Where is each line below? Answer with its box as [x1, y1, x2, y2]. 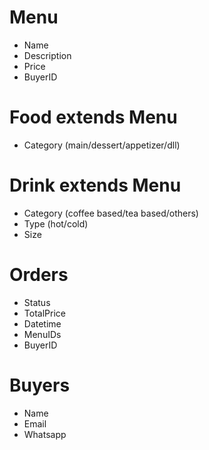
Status [23, 296, 51, 308]
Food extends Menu [9, 106, 178, 129]
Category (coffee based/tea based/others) [23, 207, 199, 219]
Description [23, 49, 72, 61]
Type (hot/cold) [23, 217, 89, 230]
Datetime [23, 317, 62, 330]
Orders [9, 264, 69, 286]
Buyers [9, 374, 71, 396]
